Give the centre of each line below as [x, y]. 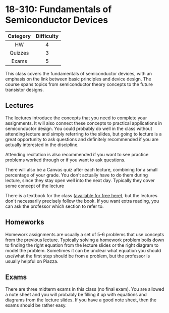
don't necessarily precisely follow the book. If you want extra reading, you [82, 201]
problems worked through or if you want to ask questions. [65, 160]
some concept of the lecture [35, 186]
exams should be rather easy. [36, 305]
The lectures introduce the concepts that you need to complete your [76, 118]
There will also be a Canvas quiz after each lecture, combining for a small [81, 169]
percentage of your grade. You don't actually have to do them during [77, 175]
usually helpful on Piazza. [32, 261]
